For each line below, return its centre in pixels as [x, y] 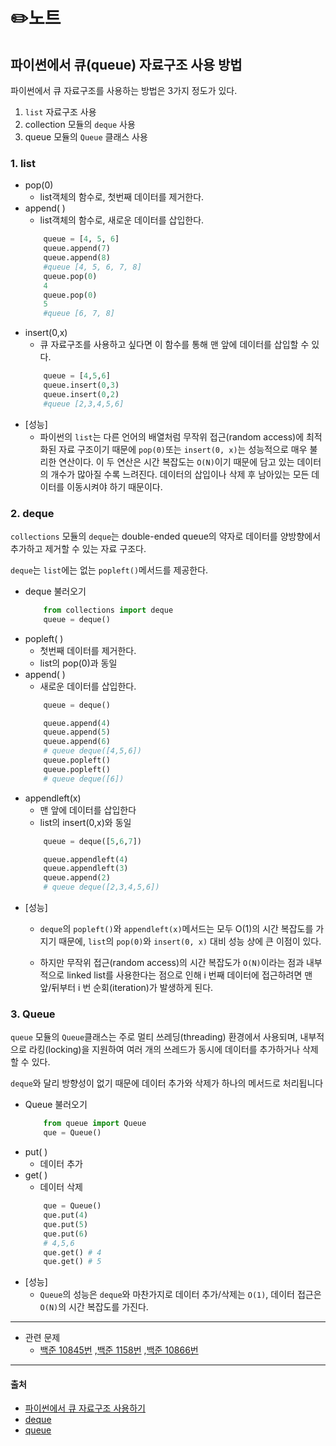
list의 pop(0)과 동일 [78, 663]
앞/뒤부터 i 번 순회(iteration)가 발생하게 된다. [126, 988]
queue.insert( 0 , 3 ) [81, 385]
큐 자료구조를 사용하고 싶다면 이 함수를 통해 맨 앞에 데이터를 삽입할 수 [174, 345]
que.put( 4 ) [66, 1215]
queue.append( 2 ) [77, 878]
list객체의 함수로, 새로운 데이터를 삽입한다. [122, 220]
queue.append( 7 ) [77, 249]
